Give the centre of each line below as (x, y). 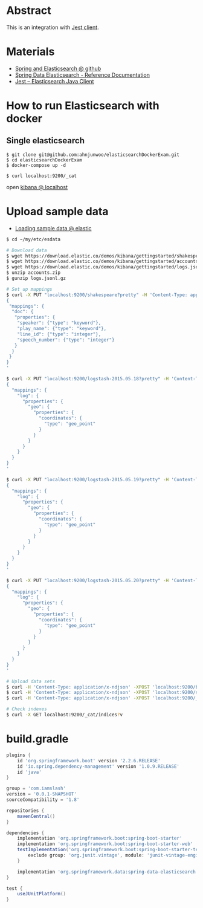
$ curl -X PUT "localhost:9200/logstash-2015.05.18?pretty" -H (88, 379)
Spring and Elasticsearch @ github (58, 68)
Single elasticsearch (45, 141)
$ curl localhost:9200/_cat (42, 176)
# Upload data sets (31, 681)
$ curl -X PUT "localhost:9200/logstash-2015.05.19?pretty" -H (88, 479)
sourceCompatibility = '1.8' (43, 800)
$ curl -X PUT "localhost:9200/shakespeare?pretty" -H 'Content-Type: (97, 295)
